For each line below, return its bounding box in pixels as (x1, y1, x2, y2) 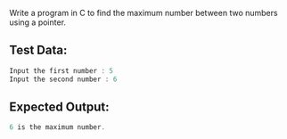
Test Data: (9, 43, 68, 58)
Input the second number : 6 (9, 75, 118, 84)
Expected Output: (9, 99, 110, 114)
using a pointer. (9, 17, 67, 28)
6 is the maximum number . (9, 123, 105, 132)
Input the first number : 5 (9, 66, 114, 75)
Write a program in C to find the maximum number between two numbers (9, 8, 278, 18)
